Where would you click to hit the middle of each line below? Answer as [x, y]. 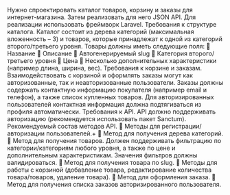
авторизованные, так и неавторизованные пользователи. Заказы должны [115, 82]
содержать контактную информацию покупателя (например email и [107, 90]
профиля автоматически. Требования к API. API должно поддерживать [112, 112]
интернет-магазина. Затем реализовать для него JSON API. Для [102, 17]
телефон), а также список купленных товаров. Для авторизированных [111, 97]
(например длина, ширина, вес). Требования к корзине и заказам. [105, 68]
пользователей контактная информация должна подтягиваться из [104, 104]
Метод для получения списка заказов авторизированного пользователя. [114, 184]
